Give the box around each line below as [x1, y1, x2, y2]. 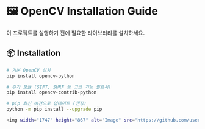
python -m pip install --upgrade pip [6, 106, 103, 113]
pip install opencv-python [6, 73, 75, 79]
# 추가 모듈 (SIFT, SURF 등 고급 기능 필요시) [6, 84, 112, 90]
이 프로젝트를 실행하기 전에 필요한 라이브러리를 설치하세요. [6, 29, 145, 37]
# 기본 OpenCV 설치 [6, 67, 51, 73]
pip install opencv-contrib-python [6, 89, 97, 96]
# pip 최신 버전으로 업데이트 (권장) [6, 100, 87, 106]
